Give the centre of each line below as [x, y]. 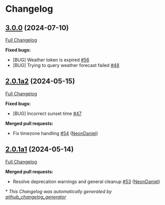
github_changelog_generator [36, 197]
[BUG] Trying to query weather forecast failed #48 [66, 65]
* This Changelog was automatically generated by [59, 191]
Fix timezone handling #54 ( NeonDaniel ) [55, 133]
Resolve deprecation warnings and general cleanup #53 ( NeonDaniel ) [86, 181]
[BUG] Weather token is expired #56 [51, 60]
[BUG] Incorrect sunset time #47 [47, 113]
